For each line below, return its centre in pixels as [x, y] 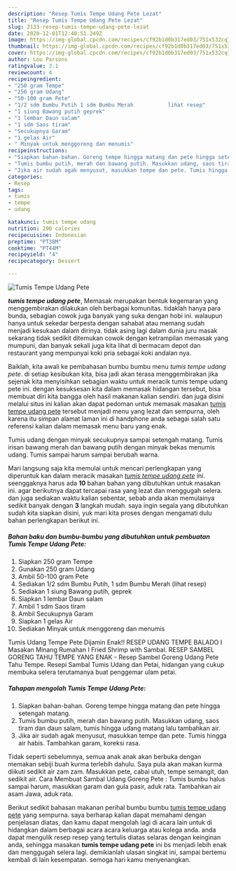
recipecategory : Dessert [44, 261]
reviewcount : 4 [30, 72]
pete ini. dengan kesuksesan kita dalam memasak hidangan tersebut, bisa [114, 389]
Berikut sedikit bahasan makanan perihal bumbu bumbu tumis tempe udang [117, 807]
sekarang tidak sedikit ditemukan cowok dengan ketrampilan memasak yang [118, 338]
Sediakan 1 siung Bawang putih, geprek [75, 591]
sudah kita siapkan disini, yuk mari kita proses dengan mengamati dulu [110, 513]
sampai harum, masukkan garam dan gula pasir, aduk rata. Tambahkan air [114, 786]
